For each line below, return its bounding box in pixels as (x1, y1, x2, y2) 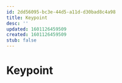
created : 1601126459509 (6, 32, 67, 38)
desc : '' (6, 20, 29, 26)
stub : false (6, 37, 37, 43)
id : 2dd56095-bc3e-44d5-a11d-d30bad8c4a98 (6, 9, 116, 15)
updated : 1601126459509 (6, 26, 67, 32)
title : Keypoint (6, 15, 48, 21)
